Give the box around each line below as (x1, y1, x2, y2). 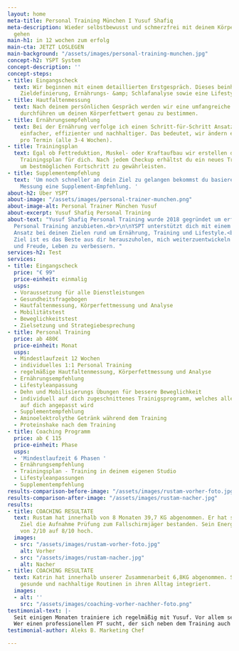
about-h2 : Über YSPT (7, 190, 69, 197)
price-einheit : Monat (14, 342, 78, 349)
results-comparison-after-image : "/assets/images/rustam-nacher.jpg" (7, 494, 218, 501)
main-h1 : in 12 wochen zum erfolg (7, 37, 110, 44)
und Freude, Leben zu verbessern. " (14, 242, 122, 250)
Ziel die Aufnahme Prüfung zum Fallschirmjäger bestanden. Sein (20, 521, 215, 528)
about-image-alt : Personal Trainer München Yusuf (7, 203, 158, 210)
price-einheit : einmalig (14, 275, 87, 282)
